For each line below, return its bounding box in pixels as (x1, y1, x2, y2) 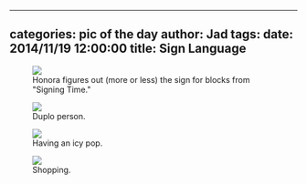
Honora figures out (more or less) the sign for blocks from (32, 74, 250, 85)
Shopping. (32, 164, 71, 175)
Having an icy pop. (32, 138, 103, 148)
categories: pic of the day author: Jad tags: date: (9, 26, 294, 42)
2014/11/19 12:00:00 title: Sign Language (9, 41, 247, 56)
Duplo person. (32, 110, 86, 121)
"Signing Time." (32, 84, 91, 95)
